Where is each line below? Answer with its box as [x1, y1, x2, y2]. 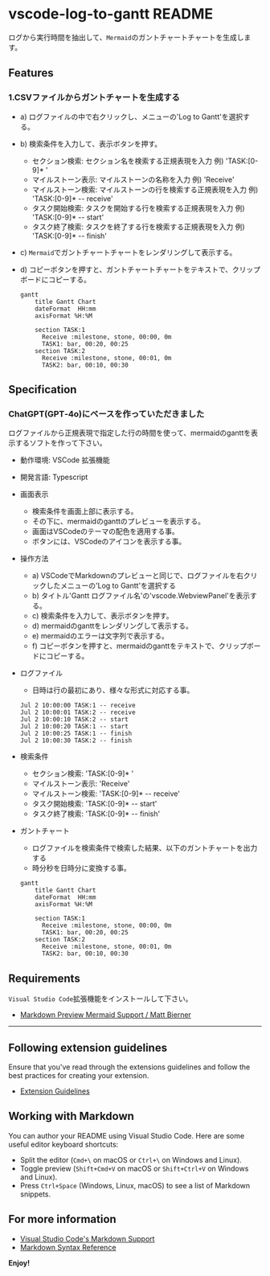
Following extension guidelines [8, 1040, 167, 1054]
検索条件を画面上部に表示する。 [31, 507, 138, 516]
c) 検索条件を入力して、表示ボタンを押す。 [31, 611, 174, 621]
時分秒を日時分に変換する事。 [31, 864, 131, 873]
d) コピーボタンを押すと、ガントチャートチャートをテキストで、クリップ [19, 265, 261, 274]
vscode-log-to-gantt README [8, 5, 214, 23]
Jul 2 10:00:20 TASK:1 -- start [19, 723, 129, 731]
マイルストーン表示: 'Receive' [31, 779, 130, 789]
